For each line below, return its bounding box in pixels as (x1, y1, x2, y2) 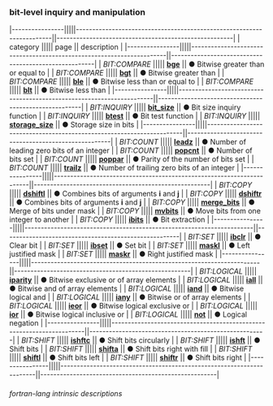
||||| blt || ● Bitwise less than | (9, 85, 110, 95)
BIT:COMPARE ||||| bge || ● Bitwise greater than (102, 59, 265, 69)
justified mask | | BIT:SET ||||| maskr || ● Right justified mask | (9, 249, 219, 259)
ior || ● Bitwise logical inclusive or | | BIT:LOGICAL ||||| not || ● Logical (9, 309, 247, 319)
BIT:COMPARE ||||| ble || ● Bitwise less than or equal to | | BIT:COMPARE (9, 76, 254, 87)
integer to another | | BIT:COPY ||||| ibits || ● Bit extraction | (9, 214, 210, 225)
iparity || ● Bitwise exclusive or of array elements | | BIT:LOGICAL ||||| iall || (9, 275, 263, 285)
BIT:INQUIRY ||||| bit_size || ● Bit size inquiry (89, 102, 241, 112)
